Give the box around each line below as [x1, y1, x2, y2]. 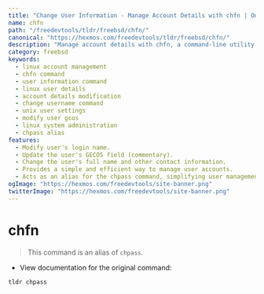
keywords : [8, 56, 41, 64]
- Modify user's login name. [15, 143, 111, 151]
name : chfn [8, 19, 44, 27]
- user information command [15, 77, 108, 85]
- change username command [15, 99, 104, 107]
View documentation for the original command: [19, 262, 172, 272]
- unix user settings [15, 107, 86, 115]
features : [8, 136, 41, 144]
